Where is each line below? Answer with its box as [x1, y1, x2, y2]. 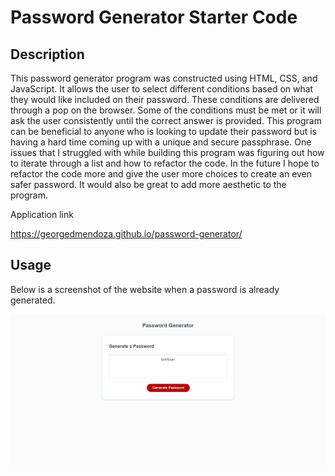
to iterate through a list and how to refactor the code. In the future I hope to [10, 157, 320, 169]
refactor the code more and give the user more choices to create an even [10, 168, 313, 180]
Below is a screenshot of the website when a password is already [10, 283, 280, 295]
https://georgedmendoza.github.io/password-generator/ [10, 228, 243, 240]
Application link [10, 209, 74, 220]
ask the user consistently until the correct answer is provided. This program [10, 115, 322, 126]
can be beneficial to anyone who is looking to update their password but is [10, 126, 317, 137]
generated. [10, 294, 56, 306]
